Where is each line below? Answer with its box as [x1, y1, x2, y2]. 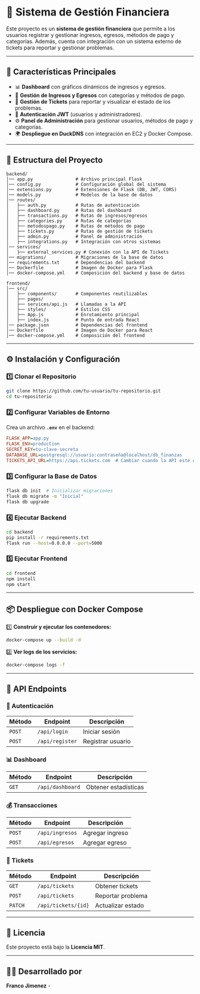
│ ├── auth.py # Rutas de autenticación [6, 202, 140, 208]
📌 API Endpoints [6, 684, 67, 694]
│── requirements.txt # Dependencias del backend [6, 259, 145, 266]
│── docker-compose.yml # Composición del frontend [6, 332, 145, 338]
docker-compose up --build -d [6, 637, 82, 643]
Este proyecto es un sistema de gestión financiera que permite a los [6, 25, 176, 32]
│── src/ [6, 285, 28, 291]
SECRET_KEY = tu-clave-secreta [6, 447, 79, 453]
